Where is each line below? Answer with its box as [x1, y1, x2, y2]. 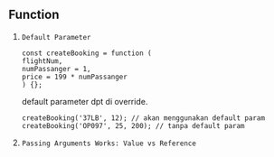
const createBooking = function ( [21, 49, 152, 58]
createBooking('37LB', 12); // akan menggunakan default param [21, 113, 266, 123]
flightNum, [21, 56, 63, 66]
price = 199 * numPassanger [21, 72, 128, 81]
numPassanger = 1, [21, 64, 91, 73]
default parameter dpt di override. [21, 96, 148, 106]
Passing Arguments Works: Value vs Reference [21, 139, 196, 148]
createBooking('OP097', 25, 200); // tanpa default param [21, 121, 245, 130]
